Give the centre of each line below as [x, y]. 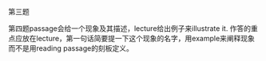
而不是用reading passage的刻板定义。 [71, 48]
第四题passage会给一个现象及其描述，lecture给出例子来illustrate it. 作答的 [130, 29]
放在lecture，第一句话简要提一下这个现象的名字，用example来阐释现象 [139, 38]
